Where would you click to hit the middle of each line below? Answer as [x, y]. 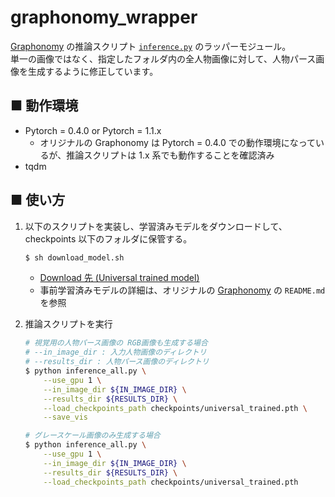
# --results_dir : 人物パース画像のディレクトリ [117, 362]
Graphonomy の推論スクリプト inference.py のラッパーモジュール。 [151, 46]
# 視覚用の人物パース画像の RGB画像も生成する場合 [116, 343]
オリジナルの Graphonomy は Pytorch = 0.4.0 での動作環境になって [177, 142]
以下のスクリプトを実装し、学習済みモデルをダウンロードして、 [156, 226]
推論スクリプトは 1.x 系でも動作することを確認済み [170, 155]
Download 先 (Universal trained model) [119, 278]
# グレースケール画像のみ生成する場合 [92, 436]
